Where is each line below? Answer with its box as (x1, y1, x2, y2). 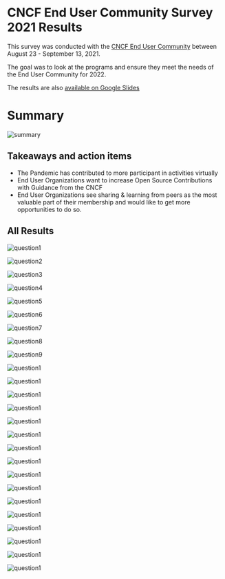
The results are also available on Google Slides (7, 83, 140, 92)
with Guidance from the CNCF (17, 183, 103, 191)
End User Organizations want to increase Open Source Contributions (17, 176, 213, 184)
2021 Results (7, 19, 83, 35)
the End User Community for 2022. (7, 70, 107, 78)
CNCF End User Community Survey (7, 5, 213, 21)
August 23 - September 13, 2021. (7, 50, 101, 58)
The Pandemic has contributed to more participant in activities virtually (17, 169, 218, 177)
